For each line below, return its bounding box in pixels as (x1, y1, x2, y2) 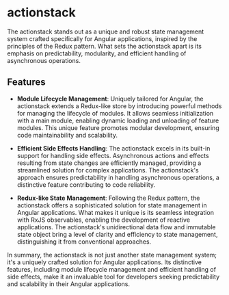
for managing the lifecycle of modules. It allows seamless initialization (16, 109, 214, 117)
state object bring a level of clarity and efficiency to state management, (16, 230, 218, 238)
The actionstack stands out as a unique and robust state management (7, 27, 204, 36)
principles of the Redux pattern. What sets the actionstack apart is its (7, 42, 202, 50)
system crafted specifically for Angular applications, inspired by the (7, 34, 198, 42)
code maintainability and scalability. (16, 131, 118, 139)
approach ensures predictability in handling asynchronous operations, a (16, 173, 220, 181)
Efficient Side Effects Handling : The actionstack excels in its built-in (16, 144, 211, 152)
